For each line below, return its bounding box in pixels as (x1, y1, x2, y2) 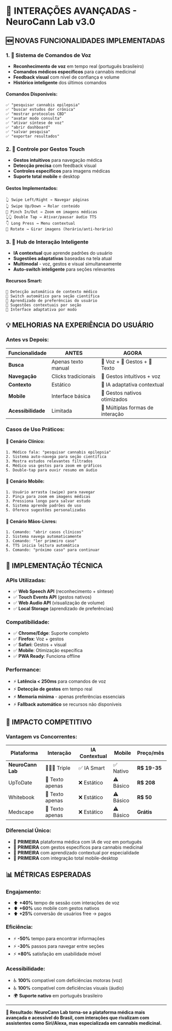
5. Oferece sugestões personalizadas (6, 508, 86, 513)
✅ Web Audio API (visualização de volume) (13, 600, 105, 606)
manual (51, 364, 69, 371)
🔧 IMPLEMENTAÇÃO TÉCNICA (6, 561, 103, 570)
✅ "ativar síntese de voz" (6, 121, 64, 126)
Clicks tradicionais (51, 373, 96, 380)
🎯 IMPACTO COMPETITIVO (6, 717, 92, 726)
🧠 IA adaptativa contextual (101, 381, 164, 388)
